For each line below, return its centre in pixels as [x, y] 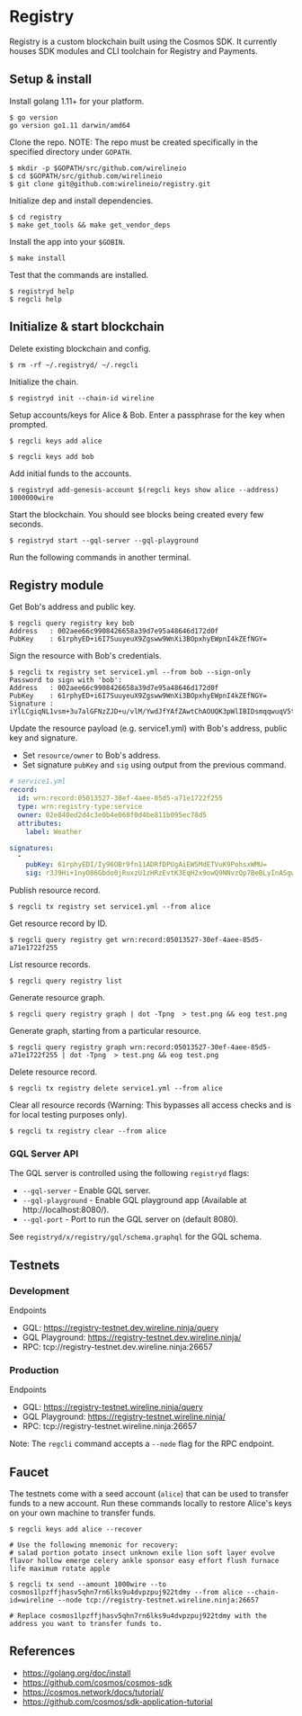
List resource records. [50, 964]
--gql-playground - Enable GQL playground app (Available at [134, 1200]
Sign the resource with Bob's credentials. [85, 656]
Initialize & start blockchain [87, 327]
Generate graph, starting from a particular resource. [106, 1031]
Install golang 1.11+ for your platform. [77, 101]
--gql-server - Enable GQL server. [86, 1190]
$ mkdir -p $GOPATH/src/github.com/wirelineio [98, 168]
